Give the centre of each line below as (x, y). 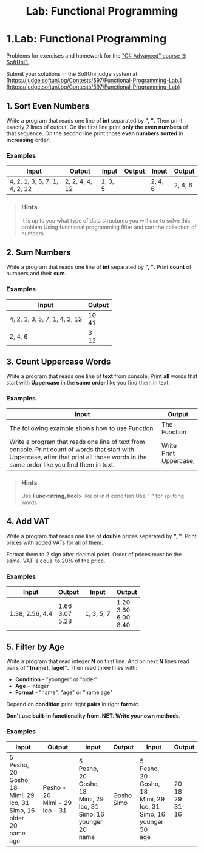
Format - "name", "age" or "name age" (64, 692)
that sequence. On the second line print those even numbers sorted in (95, 133)
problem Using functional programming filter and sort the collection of (109, 227)
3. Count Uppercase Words (59, 362)
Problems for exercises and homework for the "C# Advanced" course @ (97, 56)
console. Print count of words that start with (72, 449)
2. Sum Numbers (39, 252)
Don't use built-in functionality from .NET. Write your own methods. (93, 716)
